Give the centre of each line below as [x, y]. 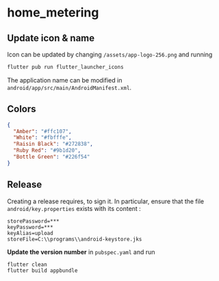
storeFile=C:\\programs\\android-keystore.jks [75, 239]
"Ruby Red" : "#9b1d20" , [47, 150]
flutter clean [27, 265]
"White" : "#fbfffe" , [42, 138]
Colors [22, 109]
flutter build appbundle [42, 270]
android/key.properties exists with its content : [74, 208]
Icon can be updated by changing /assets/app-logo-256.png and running [110, 54]
